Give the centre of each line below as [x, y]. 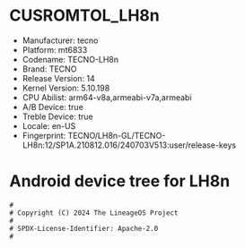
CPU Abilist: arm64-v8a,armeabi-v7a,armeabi [107, 97]
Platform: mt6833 [55, 49]
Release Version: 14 [59, 78]
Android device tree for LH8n [120, 181]
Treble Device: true [57, 116]
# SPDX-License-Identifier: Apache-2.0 [84, 228]
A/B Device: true [52, 107]
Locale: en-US [49, 125]
